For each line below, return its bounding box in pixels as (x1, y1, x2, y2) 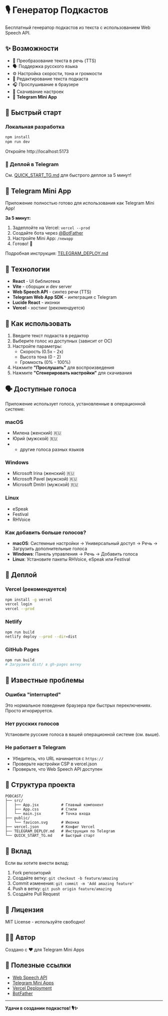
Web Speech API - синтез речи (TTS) (12, 289, 91, 295)
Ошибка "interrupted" (5, 691, 61, 698)
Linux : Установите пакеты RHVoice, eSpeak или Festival (12, 556, 130, 562)
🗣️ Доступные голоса (5, 385, 76, 393)
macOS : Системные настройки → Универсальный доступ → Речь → (12, 540, 158, 546)
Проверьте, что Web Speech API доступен (12, 766, 102, 772)
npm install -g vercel (5, 597, 52, 602)
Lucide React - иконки (12, 299, 60, 306)
